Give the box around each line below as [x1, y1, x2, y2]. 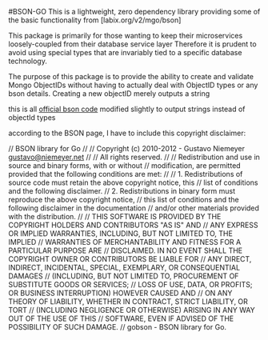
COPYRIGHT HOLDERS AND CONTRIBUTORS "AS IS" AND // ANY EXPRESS [8, 220, 258, 230]
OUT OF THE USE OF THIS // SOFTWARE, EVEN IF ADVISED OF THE [8, 314, 234, 323]
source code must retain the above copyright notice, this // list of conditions [8, 178, 258, 187]
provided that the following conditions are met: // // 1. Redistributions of [8, 170, 243, 178]
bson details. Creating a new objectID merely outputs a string [8, 89, 210, 98]
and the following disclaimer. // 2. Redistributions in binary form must [8, 186, 236, 195]
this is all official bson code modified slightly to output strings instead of [8, 104, 246, 114]
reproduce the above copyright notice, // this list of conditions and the [8, 195, 239, 204]
